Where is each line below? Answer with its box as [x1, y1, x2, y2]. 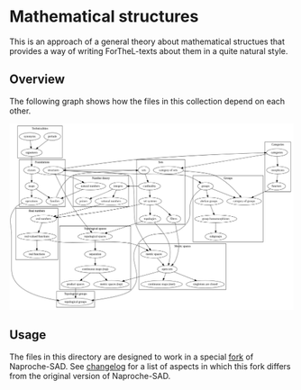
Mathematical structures [9, 6, 199, 27]
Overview [9, 72, 66, 87]
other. [9, 105, 32, 116]
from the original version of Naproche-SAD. [9, 370, 171, 381]
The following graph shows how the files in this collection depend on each [9, 95, 286, 106]
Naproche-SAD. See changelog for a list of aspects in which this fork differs [9, 360, 291, 371]
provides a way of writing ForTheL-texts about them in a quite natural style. [9, 45, 288, 56]
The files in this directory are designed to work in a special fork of [9, 351, 254, 362]
